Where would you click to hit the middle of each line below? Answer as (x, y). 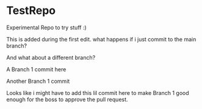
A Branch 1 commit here (36, 69)
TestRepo (31, 11)
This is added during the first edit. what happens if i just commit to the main (101, 39)
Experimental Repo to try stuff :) (46, 27)
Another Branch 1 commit (38, 81)
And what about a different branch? (51, 57)
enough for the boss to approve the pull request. (67, 99)
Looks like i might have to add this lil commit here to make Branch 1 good (98, 93)
